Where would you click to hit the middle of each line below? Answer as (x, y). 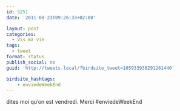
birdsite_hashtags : (31, 79)
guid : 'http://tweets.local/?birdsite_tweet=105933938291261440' (90, 68)
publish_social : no (31, 62)
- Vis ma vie (28, 40)
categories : (21, 34)
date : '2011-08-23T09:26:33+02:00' (51, 18)
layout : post (23, 29)
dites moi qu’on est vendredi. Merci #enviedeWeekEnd (74, 102)
